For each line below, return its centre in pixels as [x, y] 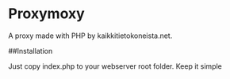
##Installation [31, 51]
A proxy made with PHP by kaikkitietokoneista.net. [90, 36]
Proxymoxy [46, 14]
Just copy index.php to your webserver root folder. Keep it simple [115, 66]
